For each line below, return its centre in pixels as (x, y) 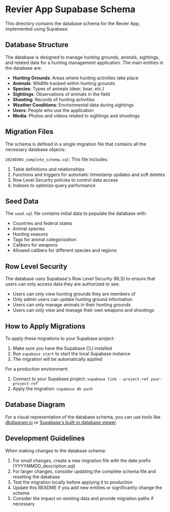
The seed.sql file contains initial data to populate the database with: (76, 214)
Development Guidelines (45, 438)
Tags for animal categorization (44, 240)
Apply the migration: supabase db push (53, 389)
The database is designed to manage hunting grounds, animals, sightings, (82, 57)
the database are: (24, 68)
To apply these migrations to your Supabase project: (60, 338)
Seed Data (22, 201)
